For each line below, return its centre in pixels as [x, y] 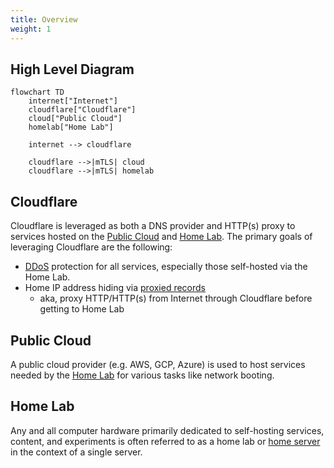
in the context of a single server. [76, 452]
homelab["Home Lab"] [71, 127]
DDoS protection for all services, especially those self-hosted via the [166, 267]
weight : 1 [31, 29]
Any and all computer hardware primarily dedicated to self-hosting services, [167, 430]
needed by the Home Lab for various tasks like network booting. [142, 375]
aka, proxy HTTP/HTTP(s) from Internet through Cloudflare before [176, 298]
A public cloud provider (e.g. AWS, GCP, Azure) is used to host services [158, 364]
